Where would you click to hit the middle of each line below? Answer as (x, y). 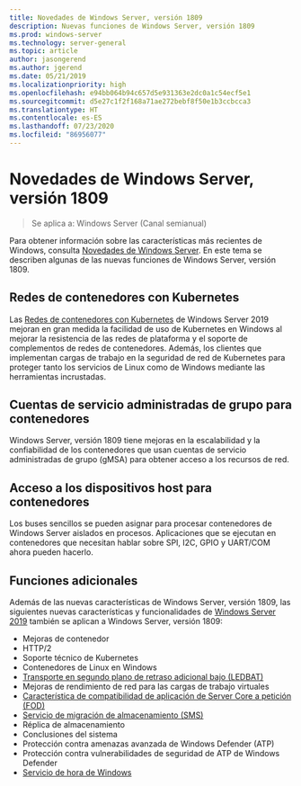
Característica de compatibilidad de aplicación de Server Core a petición (157, 696)
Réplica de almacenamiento (74, 725)
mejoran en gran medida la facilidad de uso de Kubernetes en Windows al (146, 328)
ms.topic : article (44, 51)
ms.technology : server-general (68, 43)
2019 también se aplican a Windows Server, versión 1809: (116, 621)
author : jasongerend (48, 59)
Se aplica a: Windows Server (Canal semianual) (119, 223)
